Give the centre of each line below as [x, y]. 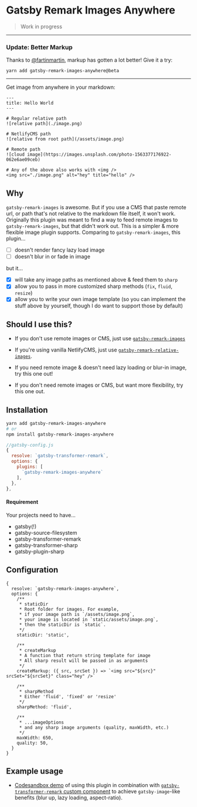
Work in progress [41, 26]
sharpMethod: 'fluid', [44, 707]
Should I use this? [39, 324]
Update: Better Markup [40, 47]
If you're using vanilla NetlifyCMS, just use [66, 350]
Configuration [32, 570]
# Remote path [23, 150]
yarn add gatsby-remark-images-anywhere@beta [62, 71]
